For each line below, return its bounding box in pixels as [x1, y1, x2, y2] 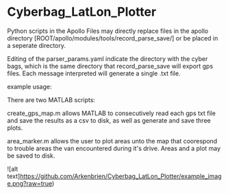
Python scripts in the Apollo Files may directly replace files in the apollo [7, 27, 209, 35]
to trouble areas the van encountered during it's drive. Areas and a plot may [7, 144, 221, 152]
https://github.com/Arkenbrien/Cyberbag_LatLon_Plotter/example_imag [19, 172, 222, 180]
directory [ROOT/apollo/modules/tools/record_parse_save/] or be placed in [7, 34, 218, 42]
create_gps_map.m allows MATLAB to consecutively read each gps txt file [7, 109, 216, 117]
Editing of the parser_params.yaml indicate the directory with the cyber [7, 54, 208, 62]
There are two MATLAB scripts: [7, 95, 96, 104]
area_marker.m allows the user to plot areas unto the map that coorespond [7, 136, 218, 145]
